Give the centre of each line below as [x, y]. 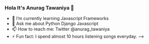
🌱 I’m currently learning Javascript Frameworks [60, 19]
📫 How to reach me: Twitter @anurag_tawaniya [61, 29]
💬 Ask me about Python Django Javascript [55, 23]
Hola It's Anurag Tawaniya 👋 [39, 8]
